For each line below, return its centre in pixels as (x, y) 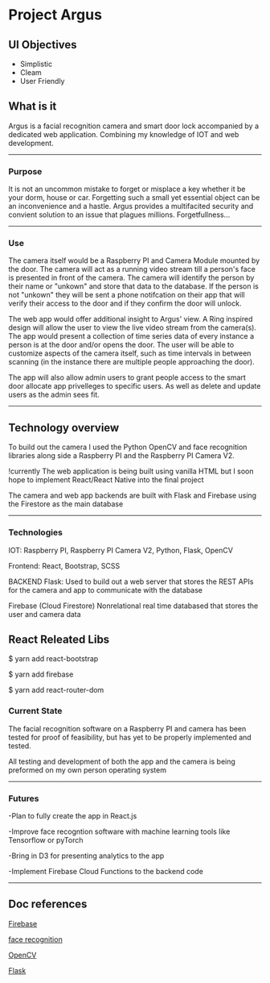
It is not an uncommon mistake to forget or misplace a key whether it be (127, 189)
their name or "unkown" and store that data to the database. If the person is (133, 286)
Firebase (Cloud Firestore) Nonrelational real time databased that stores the (133, 606)
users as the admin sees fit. (54, 395)
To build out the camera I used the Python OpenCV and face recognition (128, 447)
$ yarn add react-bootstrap (53, 659)
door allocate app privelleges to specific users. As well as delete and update (135, 386)
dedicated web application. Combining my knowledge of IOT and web (124, 134)
